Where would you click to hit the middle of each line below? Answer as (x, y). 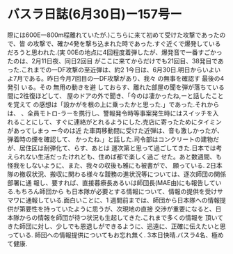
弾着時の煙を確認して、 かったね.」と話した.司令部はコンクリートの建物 (110, 139)
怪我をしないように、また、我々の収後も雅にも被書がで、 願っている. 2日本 (115, 165)
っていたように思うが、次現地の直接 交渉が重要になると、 (132, 209)
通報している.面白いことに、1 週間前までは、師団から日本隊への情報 (123, 200)
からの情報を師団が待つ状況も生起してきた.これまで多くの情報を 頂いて (121, 217)
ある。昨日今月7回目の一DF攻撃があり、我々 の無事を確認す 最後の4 (127, 78)
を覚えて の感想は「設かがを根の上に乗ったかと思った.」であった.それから (113, 104)
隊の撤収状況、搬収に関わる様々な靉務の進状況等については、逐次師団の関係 (117, 174)
